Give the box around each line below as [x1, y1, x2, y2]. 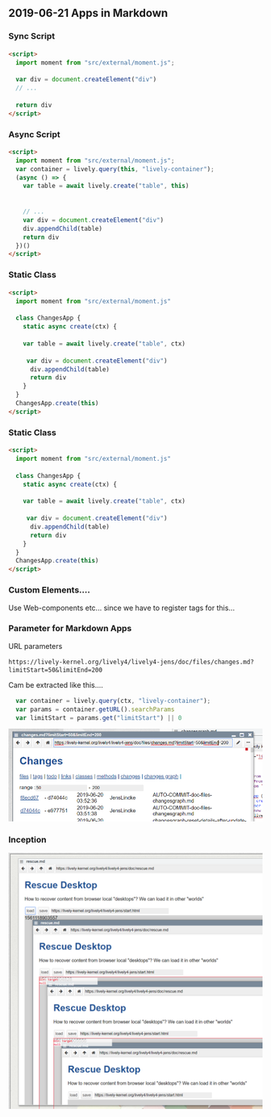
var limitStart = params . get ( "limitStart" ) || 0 [15, 713, 182, 722]
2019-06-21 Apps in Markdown [8, 6, 169, 20]
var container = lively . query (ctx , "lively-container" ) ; [15, 697, 211, 705]
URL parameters [8, 641, 63, 651]
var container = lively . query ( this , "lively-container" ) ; [15, 165, 215, 173]
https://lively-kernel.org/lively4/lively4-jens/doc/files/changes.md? [8, 658, 254, 666]
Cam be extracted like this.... [8, 680, 103, 689]
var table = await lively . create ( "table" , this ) [23, 182, 190, 190]
